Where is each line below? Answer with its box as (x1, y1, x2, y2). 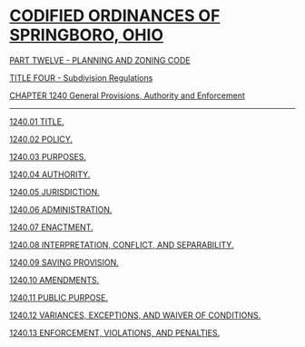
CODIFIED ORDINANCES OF (9, 5, 221, 26)
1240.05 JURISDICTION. (9, 186, 100, 197)
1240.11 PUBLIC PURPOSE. (9, 292, 109, 302)
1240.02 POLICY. (9, 134, 74, 144)
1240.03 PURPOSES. (9, 151, 87, 162)
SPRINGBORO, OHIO (9, 25, 163, 45)
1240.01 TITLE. (9, 115, 64, 127)
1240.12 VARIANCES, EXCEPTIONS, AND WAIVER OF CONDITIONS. (9, 310, 261, 321)
